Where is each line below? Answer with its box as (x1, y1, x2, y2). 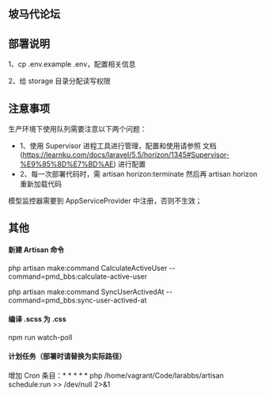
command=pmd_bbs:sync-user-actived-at (8, 295, 147, 305)
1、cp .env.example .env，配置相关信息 (8, 59, 136, 69)
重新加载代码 (19, 179, 62, 188)
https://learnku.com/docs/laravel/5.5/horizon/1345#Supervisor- (22, 150, 230, 160)
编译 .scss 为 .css (8, 314, 66, 324)
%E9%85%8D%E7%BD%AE (19, 159, 114, 169)
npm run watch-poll (8, 332, 73, 342)
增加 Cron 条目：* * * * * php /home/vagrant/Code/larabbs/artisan (8, 371, 224, 380)
